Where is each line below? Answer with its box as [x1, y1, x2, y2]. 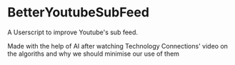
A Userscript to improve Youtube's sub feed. [7, 28, 138, 36]
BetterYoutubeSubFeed [7, 4, 150, 21]
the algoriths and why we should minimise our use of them [7, 49, 180, 58]
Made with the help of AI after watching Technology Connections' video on [7, 41, 229, 50]
